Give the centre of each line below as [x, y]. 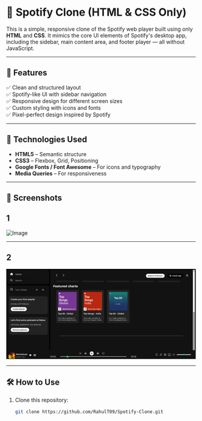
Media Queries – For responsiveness [61, 173]
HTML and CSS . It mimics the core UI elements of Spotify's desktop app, [97, 35]
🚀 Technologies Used [47, 140]
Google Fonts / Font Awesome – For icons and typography [88, 167]
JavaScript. [20, 48]
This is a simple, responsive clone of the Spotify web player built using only [100, 29]
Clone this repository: [41, 400]
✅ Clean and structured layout [44, 87]
